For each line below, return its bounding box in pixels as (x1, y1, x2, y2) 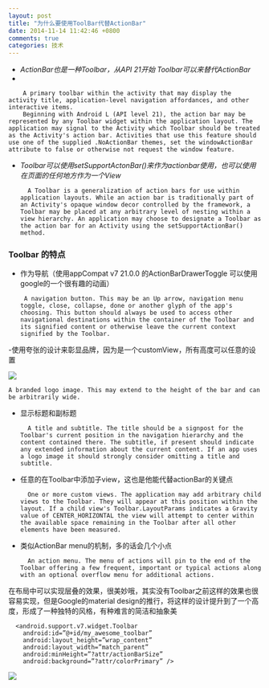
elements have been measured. (19, 526, 122, 534)
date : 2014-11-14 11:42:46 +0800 (8, 27, 120, 35)
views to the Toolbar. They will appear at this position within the (19, 498, 259, 506)
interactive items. (8, 104, 74, 112)
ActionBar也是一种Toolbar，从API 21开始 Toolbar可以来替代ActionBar (19, 65, 251, 75)
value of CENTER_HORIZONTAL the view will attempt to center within (19, 512, 255, 520)
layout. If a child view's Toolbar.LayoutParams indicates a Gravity (19, 505, 259, 513)
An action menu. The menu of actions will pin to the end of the (27, 557, 251, 565)
